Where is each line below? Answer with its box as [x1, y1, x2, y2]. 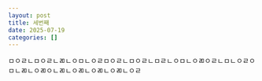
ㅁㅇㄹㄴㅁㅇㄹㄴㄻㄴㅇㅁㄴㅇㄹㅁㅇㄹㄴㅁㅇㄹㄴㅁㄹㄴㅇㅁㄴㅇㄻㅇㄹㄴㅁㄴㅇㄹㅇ [8, 56, 256, 65]
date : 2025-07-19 [8, 26, 65, 34]
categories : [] [8, 33, 58, 42]
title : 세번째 [8, 19, 50, 27]
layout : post [8, 11, 51, 20]
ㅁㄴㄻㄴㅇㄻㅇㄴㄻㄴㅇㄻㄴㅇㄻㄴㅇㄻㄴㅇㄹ [8, 66, 142, 75]
